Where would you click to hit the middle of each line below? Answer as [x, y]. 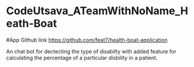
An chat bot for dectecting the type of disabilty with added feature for [91, 51]
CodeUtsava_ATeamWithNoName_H [97, 11]
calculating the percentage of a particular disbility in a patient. [82, 58]
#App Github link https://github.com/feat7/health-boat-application [87, 40]
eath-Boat [32, 23]
